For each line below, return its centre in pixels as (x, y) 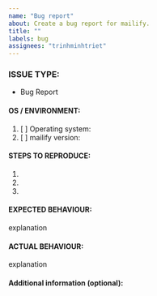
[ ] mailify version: (50, 137)
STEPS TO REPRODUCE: (50, 156)
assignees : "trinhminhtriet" (57, 46)
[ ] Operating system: (55, 129)
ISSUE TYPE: (34, 75)
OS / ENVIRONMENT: (45, 111)
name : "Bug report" (41, 16)
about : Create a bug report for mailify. (79, 24)
